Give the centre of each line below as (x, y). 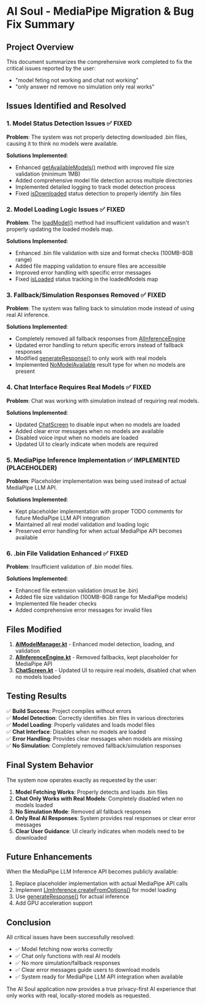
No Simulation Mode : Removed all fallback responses (83, 811)
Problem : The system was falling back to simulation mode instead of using (100, 308)
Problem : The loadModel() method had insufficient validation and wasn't (98, 222)
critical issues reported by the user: (51, 68)
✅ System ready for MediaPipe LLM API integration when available (99, 977)
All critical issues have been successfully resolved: (70, 937)
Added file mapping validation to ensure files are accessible (91, 266)
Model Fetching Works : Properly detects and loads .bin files (91, 792)
